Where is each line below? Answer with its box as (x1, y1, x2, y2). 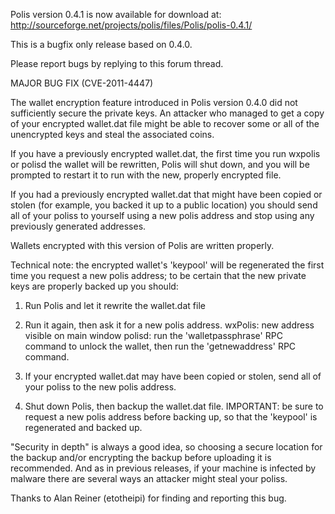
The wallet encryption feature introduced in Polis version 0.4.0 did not (10, 97, 298, 108)
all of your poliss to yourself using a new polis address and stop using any (10, 210, 315, 221)
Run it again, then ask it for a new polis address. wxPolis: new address (24, 319, 315, 331)
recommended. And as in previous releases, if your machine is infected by (10, 462, 317, 474)
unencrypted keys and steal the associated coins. (10, 129, 215, 140)
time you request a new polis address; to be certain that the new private (10, 270, 307, 281)
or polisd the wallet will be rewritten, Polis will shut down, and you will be (10, 159, 310, 170)
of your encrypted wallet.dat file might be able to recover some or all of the (10, 118, 320, 129)
